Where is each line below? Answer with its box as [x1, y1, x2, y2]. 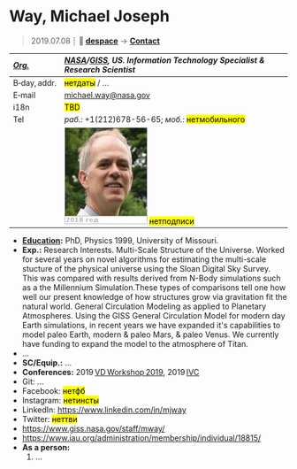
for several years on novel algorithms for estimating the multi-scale [21, 254, 267, 265]
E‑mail [12, 89, 36, 100]
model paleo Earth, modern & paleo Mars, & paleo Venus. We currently [21, 329, 279, 340]
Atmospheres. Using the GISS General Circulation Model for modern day [21, 311, 286, 321]
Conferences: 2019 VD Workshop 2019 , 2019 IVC [21, 367, 200, 378]
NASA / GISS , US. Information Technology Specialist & [64, 55, 265, 65]
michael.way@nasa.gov [64, 89, 150, 100]
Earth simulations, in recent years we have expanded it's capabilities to [21, 320, 281, 331]
